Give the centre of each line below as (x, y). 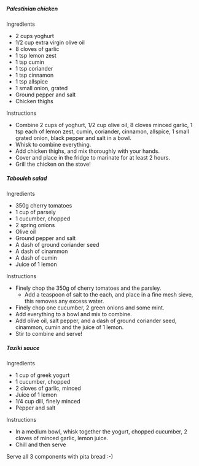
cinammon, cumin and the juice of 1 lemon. (69, 327)
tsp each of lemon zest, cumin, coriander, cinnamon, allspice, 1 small (102, 131)
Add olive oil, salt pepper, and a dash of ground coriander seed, (96, 320)
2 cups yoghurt (34, 36)
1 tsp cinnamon (34, 75)
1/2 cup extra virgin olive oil (50, 42)
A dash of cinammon (41, 251)
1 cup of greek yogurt (42, 375)
